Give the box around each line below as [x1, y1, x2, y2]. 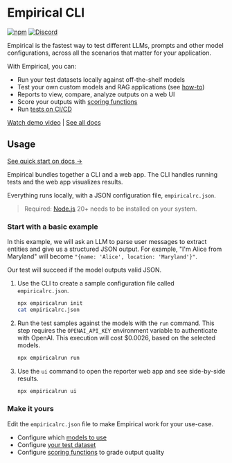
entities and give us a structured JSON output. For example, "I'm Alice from [7, 245, 222, 254]
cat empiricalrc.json [17, 306, 80, 313]
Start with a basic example [7, 222, 98, 232]
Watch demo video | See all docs [7, 118, 102, 126]
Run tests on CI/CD [17, 105, 73, 113]
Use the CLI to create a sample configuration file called [17, 279, 175, 288]
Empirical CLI [7, 5, 85, 21]
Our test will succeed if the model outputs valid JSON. [7, 265, 162, 274]
